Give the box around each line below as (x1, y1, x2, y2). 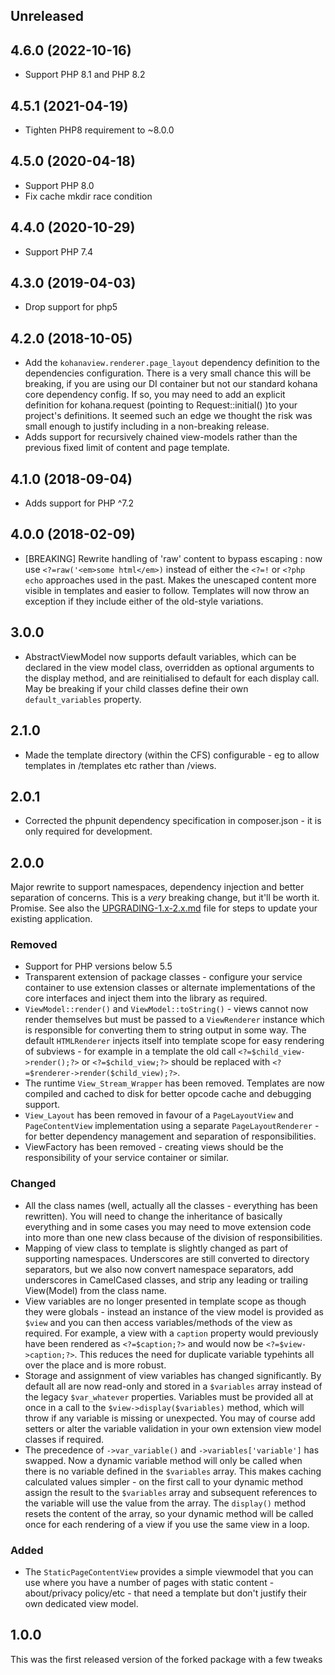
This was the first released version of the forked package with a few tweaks (10, 1653, 323, 1665)
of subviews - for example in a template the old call (24, 1045, 237, 1058)
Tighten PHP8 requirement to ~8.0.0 (24, 124, 175, 136)
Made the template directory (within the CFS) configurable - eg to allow (24, 749, 320, 761)
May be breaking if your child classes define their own (24, 682, 249, 694)
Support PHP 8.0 (24, 179, 95, 191)
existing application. (10, 913, 93, 925)
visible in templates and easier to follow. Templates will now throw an (24, 584, 310, 596)
